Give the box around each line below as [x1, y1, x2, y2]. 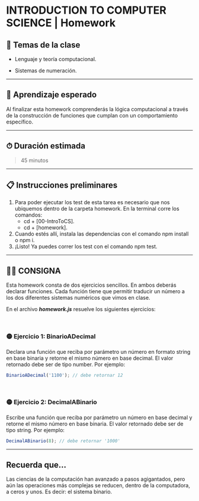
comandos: [14, 211, 43, 218]
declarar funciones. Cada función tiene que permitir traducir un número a [6, 288, 185, 295]
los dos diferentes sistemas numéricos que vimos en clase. [6, 294, 150, 302]
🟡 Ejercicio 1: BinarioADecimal [6, 332, 96, 341]
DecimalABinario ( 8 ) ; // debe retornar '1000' [6, 437, 120, 444]
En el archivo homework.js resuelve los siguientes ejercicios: [6, 306, 156, 313]
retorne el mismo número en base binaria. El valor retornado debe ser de [6, 420, 184, 427]
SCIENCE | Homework [6, 16, 116, 30]
